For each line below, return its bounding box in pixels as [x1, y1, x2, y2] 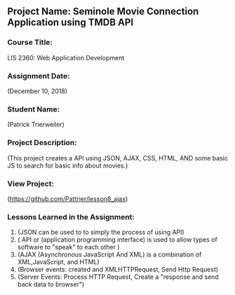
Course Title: [7, 38, 53, 48]
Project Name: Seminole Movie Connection [7, 6, 199, 18]
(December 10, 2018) [7, 87, 68, 95]
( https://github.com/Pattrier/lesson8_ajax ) [7, 194, 128, 203]
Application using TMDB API [7, 17, 134, 29]
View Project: [7, 179, 55, 188]
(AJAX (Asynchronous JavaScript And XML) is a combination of [17, 250, 202, 259]
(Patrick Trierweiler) [7, 121, 65, 129]
